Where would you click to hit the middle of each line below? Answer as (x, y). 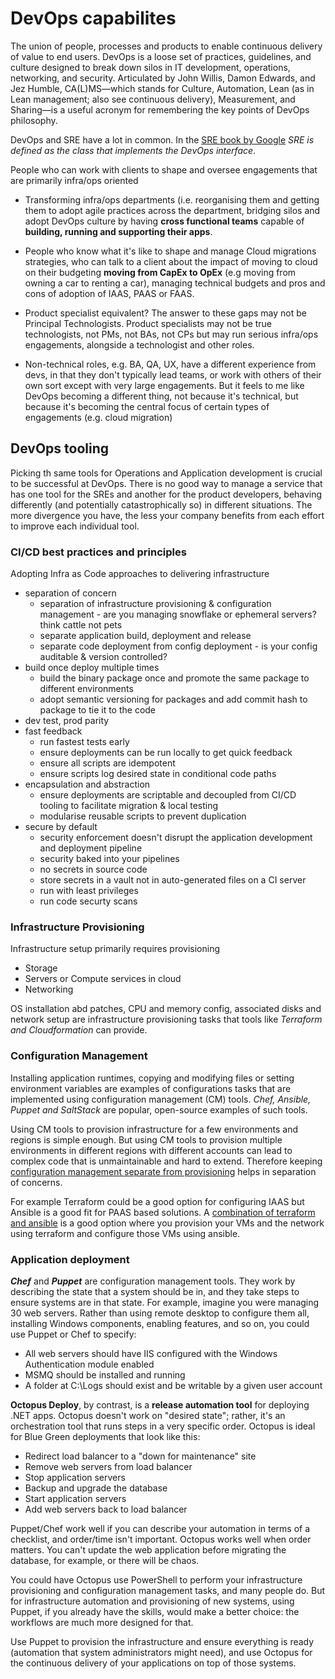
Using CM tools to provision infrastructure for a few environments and (154, 1129)
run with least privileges (89, 891)
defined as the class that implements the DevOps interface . (133, 150)
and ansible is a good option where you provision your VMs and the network (167, 1223)
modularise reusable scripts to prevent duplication (143, 816)
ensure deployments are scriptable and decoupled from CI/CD (168, 795)
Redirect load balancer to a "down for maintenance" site (140, 1456)
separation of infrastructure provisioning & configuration (155, 604)
